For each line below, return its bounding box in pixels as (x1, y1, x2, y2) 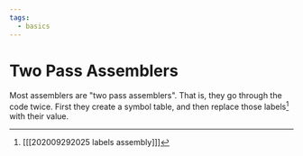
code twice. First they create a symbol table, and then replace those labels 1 (9, 100, 289, 113)
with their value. (9, 111, 69, 122)
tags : (9, 13, 30, 23)
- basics (17, 22, 50, 31)
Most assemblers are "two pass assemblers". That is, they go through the (9, 90, 282, 101)
